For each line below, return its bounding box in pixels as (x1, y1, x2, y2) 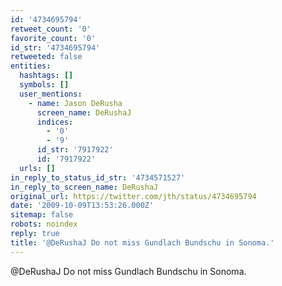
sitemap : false (10, 210, 74, 220)
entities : (10, 61, 52, 71)
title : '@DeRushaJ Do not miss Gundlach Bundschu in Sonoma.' (10, 237, 275, 248)
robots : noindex (10, 219, 78, 230)
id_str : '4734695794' (10, 42, 101, 53)
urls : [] (19, 163, 56, 173)
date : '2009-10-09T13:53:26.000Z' (10, 201, 155, 211)
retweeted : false (10, 52, 83, 62)
